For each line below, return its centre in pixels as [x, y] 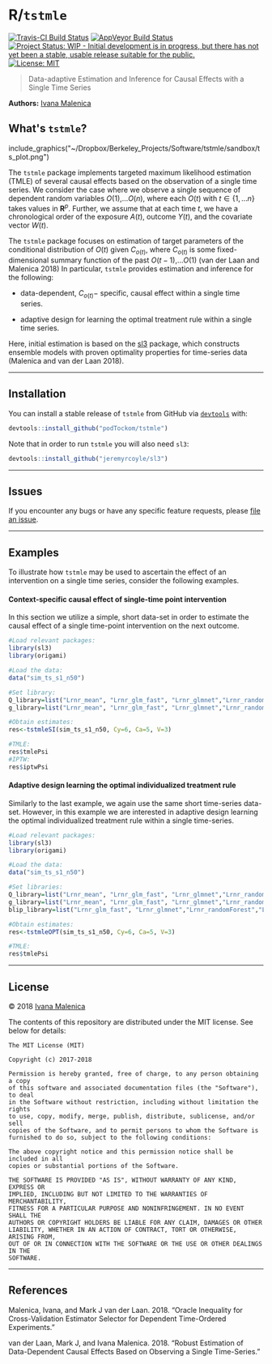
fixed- [227, 249]
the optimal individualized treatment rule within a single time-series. [121, 821]
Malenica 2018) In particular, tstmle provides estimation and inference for [131, 269]
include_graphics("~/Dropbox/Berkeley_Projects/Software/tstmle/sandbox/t [134, 148]
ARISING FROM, [32, 1237]
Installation [37, 394]
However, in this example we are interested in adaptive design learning [140, 812]
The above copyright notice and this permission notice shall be [121, 1152]
